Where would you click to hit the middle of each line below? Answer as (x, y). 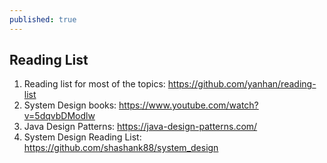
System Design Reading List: (82, 137)
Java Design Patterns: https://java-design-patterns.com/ (140, 127)
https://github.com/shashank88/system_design (121, 148)
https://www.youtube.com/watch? (188, 105)
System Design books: (70, 105)
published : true (43, 19)
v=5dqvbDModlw (59, 116)
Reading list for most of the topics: (94, 84)
